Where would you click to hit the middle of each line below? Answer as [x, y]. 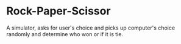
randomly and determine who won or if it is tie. [65, 34]
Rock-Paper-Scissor [59, 11]
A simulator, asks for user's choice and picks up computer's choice [91, 28]
